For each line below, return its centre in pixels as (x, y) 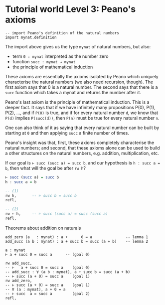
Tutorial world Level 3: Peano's (71, 9)
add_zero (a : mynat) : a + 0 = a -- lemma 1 (77, 237)
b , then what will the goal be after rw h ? (46, 168)
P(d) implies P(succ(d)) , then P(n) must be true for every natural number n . (82, 118)
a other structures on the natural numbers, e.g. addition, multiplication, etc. (82, 153)
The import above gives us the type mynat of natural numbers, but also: (78, 46)
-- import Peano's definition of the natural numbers (62, 33)
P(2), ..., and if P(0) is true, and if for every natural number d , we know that (82, 113)
